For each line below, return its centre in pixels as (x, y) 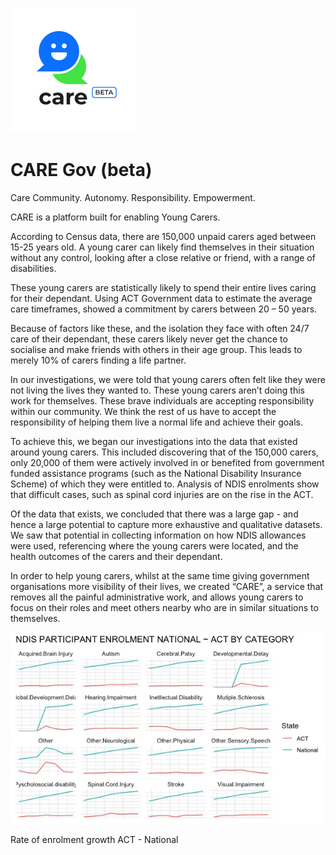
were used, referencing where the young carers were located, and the (154, 545)
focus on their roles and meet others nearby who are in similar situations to (164, 607)
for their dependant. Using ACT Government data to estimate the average (161, 298)
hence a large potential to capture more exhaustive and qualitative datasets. (166, 524)
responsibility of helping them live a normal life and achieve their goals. (157, 422)
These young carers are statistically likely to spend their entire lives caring (163, 287)
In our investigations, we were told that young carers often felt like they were (168, 379)
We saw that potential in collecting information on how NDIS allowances (158, 535)
